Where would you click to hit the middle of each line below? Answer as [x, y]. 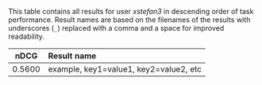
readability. [27, 36]
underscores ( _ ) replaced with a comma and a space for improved [116, 28]
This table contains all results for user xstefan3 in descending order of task [131, 11]
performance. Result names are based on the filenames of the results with [129, 20]
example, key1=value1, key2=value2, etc [125, 69]
